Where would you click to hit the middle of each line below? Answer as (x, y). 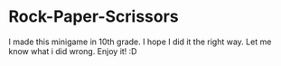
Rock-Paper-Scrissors (94, 17)
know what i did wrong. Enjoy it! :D (73, 51)
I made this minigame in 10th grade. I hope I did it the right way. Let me (140, 42)
